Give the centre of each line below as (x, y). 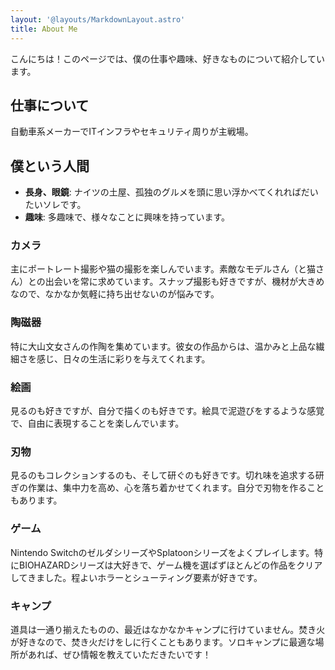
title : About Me (44, 29)
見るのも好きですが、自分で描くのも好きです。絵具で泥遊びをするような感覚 (167, 411)
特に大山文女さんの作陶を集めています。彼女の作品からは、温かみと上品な (163, 346)
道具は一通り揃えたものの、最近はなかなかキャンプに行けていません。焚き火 (168, 629)
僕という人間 (50, 166)
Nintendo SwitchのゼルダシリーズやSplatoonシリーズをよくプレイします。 (162, 552)
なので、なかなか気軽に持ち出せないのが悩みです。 (115, 294)
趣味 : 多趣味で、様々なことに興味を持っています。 (127, 217)
